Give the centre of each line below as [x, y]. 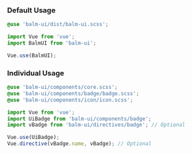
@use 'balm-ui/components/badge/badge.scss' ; [73, 93]
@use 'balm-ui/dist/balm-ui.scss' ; [58, 25]
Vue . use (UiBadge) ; [33, 138]
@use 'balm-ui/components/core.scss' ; [62, 88]
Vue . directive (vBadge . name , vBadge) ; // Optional [80, 144]
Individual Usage [36, 73]
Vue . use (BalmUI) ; [32, 55]
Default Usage [32, 10]
